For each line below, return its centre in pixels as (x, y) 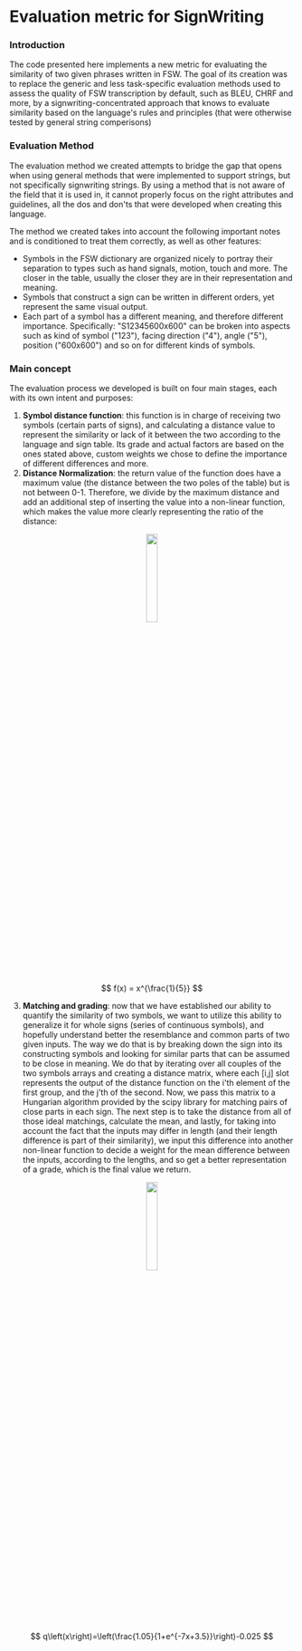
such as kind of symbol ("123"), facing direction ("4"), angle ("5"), (145, 335)
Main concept (40, 369)
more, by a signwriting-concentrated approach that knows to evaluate (140, 103)
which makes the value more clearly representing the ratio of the (143, 512)
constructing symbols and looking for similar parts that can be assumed (156, 1054)
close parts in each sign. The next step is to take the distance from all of (157, 1112)
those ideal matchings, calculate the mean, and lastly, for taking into (149, 1121)
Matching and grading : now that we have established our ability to (146, 1006)
